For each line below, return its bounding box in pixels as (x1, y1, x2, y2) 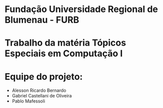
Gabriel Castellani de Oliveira (12, 93, 72, 99)
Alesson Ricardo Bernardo (12, 87, 66, 93)
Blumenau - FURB (5, 14, 80, 26)
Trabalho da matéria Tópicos (5, 37, 126, 49)
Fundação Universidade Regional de (5, 4, 158, 15)
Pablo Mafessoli (12, 98, 46, 104)
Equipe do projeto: (5, 71, 83, 82)
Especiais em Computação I (5, 48, 123, 59)
